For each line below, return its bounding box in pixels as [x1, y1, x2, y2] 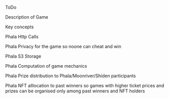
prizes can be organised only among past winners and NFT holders [5, 88, 145, 94]
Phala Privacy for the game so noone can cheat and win [5, 43, 122, 49]
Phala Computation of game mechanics [5, 63, 87, 69]
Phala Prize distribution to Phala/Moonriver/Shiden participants [5, 73, 136, 79]
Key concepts [5, 24, 34, 30]
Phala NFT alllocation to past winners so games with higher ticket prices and [5, 83, 164, 88]
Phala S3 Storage [5, 53, 41, 59]
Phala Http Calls [5, 34, 39, 39]
